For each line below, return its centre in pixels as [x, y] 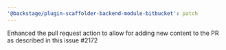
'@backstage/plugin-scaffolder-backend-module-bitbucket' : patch [102, 13]
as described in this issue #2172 [53, 40]
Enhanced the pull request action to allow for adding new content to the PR [113, 33]
